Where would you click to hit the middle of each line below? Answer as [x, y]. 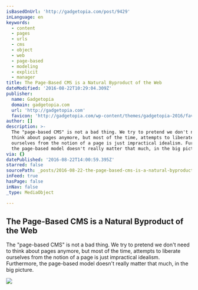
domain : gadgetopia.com [40, 105]
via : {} [16, 154]
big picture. [20, 270]
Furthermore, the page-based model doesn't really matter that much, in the [97, 263]
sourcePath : [21, 171]
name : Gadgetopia [33, 99]
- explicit [25, 72]
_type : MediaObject [30, 192]
